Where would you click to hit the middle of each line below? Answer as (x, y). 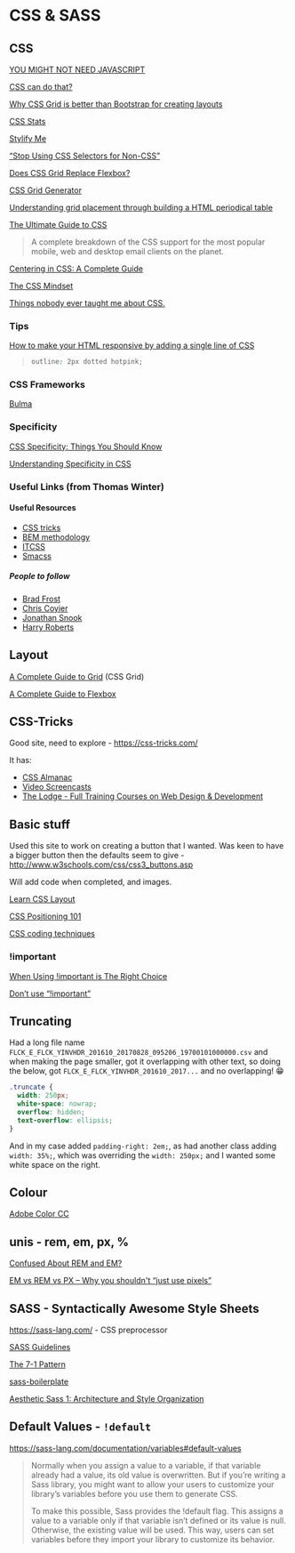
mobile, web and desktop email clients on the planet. (128, 251)
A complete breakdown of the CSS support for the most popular (148, 242)
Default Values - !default (80, 1427)
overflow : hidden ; (52, 1113)
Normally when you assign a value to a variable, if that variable (146, 1465)
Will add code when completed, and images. (91, 882)
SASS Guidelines (40, 1348)
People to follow (40, 576)
